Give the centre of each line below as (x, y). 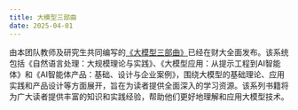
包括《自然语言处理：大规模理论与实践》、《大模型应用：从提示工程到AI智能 (145, 63)
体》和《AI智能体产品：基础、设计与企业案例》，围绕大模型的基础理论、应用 (147, 74)
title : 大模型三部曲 (43, 17)
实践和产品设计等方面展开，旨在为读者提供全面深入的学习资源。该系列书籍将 (149, 85)
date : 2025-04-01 (41, 26)
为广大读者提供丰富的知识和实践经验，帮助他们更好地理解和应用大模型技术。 (149, 96)
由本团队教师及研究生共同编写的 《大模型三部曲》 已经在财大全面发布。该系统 (149, 52)
